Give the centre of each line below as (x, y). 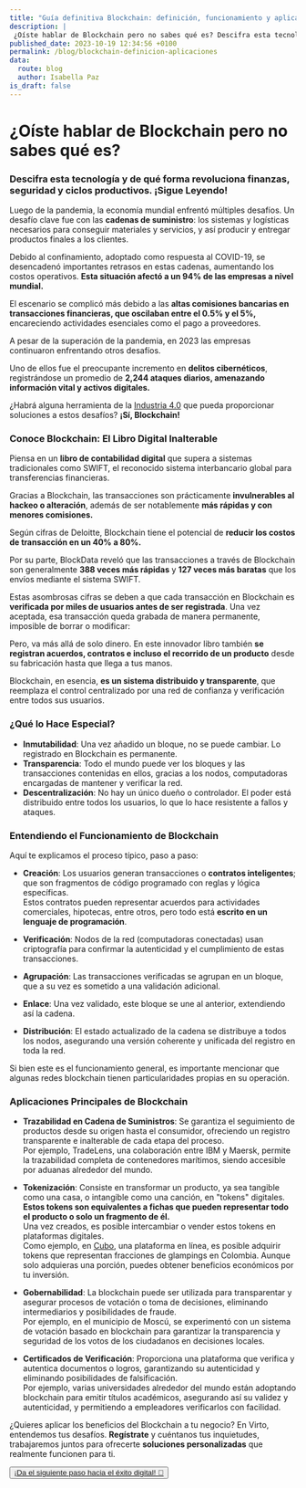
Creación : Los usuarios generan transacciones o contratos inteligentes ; (159, 873)
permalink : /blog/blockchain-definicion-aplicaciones (114, 52)
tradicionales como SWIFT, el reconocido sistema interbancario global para (151, 468)
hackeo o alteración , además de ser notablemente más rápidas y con (141, 505)
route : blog (41, 69)
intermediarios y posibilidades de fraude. (100, 1312)
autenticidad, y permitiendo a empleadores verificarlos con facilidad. (152, 1408)
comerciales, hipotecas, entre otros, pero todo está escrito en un (145, 912)
